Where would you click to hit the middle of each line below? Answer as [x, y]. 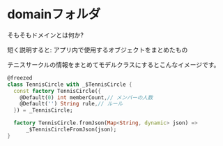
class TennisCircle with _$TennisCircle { [70, 85]
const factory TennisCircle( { [57, 91]
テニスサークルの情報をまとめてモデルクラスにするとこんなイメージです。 [114, 64]
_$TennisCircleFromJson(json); [71, 130]
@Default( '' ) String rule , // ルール [71, 104]
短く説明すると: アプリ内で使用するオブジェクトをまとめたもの [98, 50]
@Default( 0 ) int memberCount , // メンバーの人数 [86, 97]
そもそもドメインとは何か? [45, 35]
